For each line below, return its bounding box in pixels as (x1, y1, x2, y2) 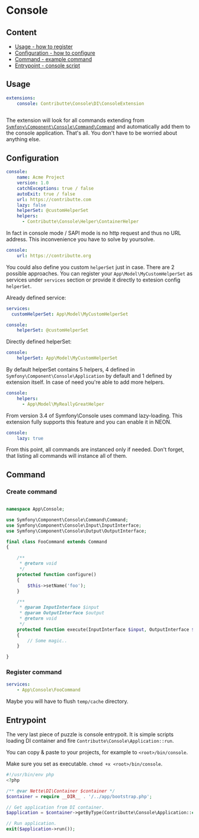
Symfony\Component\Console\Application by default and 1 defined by (6, 373, 172, 379)
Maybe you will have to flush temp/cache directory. (6, 698, 129, 705)
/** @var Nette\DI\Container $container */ (6, 788, 115, 794)
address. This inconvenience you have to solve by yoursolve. (6, 236, 155, 243)
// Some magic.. (27, 637, 68, 643)
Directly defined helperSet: (6, 338, 72, 345)
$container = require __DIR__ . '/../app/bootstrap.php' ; (6, 793, 152, 799)
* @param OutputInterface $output (19, 610, 105, 616)
